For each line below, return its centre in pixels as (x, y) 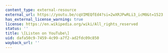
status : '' (17, 29)
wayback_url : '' (22, 43)
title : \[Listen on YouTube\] (38, 33)
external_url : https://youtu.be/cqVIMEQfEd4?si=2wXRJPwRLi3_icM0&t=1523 (84, 15)
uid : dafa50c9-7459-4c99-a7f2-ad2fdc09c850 (52, 38)
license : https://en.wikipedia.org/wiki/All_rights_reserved (72, 24)
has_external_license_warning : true (44, 19)
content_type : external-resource (41, 10)
